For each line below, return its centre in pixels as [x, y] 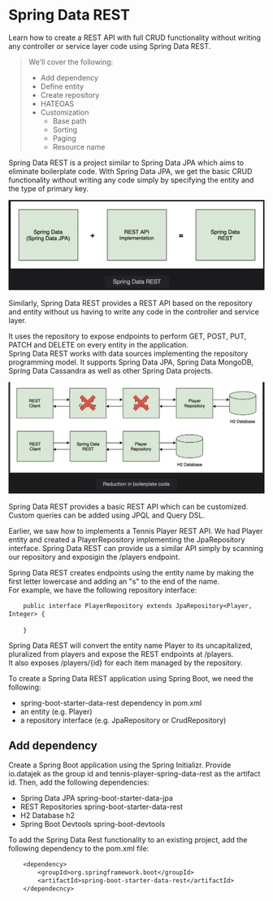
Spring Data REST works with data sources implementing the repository [128, 353]
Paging [65, 138]
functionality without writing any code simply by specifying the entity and [131, 180]
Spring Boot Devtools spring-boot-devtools [93, 824]
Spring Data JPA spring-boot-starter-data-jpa [96, 798]
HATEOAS [57, 103]
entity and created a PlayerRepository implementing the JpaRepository [127, 540]
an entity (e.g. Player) [56, 711]
